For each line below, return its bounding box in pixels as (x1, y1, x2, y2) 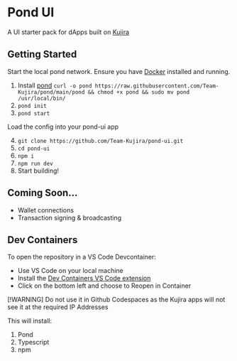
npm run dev (17, 160, 53, 167)
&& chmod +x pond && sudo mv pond (87, 88, 190, 96)
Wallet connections (17, 205, 75, 214)
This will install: (7, 317, 52, 325)
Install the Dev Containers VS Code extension (17, 274, 151, 283)
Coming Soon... (7, 187, 78, 199)
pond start (17, 109, 50, 117)
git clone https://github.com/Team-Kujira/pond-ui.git (17, 137, 184, 144)
